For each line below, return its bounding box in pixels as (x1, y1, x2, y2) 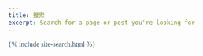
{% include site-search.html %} (8, 40, 96, 48)
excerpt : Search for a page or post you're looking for (8, 19, 195, 26)
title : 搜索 (8, 11, 45, 19)
